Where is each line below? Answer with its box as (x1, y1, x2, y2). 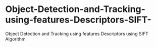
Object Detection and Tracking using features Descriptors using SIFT (5, 30, 149, 36)
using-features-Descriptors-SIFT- (5, 14, 151, 25)
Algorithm (5, 36, 26, 42)
